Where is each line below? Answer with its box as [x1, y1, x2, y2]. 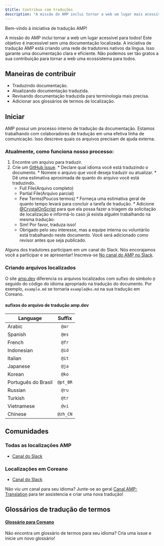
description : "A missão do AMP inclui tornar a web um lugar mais [5, 12, 143, 17]
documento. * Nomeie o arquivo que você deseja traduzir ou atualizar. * [12, 170, 157, 175]
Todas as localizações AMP [5, 442, 72, 449]
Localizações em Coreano [5, 465, 68, 472]
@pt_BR [57, 379, 73, 385]
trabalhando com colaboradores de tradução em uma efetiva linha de [5, 131, 144, 137]
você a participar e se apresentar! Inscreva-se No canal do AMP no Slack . [5, 252, 154, 258]
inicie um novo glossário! [5, 535, 55, 541]
